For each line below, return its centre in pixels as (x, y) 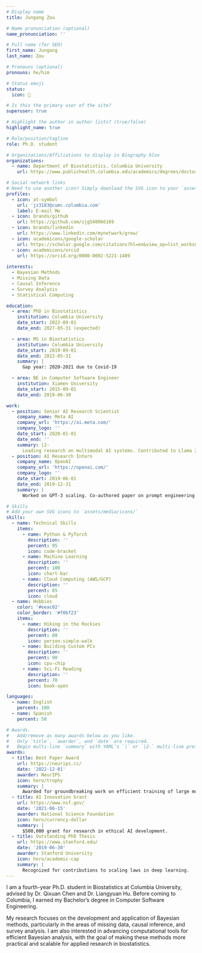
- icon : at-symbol (35, 200)
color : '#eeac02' (39, 607)
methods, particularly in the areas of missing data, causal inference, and (96, 925)
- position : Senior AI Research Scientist (66, 411)
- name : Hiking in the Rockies (61, 624)
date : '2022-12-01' (41, 769)
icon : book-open (48, 686)
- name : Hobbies (32, 602)
